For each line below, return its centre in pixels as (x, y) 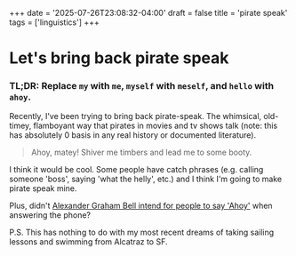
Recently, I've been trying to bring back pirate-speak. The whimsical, (136, 116)
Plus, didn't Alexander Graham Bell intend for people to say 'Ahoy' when (141, 206)
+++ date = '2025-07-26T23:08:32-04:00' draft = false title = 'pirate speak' (148, 13)
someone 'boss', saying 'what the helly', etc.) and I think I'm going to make (146, 179)
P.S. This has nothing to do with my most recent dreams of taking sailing (142, 232)
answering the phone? (50, 215)
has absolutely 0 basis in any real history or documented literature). (132, 135)
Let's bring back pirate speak (119, 58)
